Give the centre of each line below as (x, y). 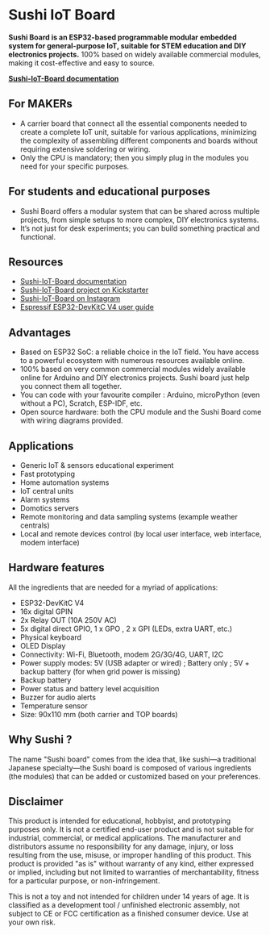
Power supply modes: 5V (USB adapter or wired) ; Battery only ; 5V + (135, 662)
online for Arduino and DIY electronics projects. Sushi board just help (135, 378)
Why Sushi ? (40, 740)
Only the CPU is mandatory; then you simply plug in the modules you (134, 157)
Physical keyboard (51, 637)
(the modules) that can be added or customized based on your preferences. (134, 776)
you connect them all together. (71, 386)
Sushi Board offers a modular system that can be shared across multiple (140, 211)
